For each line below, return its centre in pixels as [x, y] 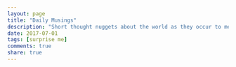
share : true [25, 53]
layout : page [26, 14]
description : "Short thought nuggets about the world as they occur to [114, 27]
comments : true [29, 46]
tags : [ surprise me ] [38, 40]
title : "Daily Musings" [42, 20]
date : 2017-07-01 [33, 33]
